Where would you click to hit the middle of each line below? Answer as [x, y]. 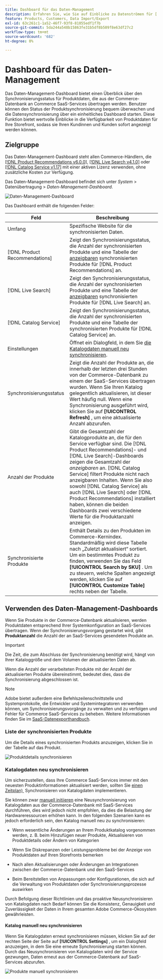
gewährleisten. [20, 914]
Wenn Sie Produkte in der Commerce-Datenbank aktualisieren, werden [76, 620]
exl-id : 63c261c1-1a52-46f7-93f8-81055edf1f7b [53, 23]
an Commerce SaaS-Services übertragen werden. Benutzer [87, 104]
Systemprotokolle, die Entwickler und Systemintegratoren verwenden [74, 704]
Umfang [16, 229]
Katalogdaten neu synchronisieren [47, 769]
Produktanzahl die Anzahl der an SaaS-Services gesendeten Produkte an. [79, 636]
